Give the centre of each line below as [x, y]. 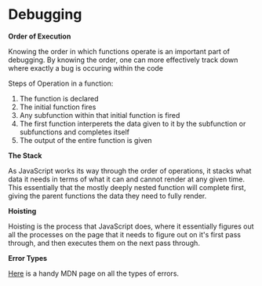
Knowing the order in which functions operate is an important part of [119, 51]
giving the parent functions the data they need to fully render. [107, 196]
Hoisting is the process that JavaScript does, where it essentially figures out [131, 226]
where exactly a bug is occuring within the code [86, 68]
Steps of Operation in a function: [61, 83]
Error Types [28, 258]
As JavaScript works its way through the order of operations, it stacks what [130, 170]
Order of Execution [40, 36]
